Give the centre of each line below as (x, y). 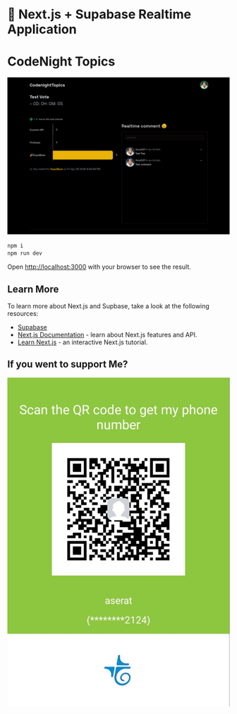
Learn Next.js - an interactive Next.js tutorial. (83, 342)
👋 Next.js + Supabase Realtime (99, 14)
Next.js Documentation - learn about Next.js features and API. (107, 335)
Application (42, 29)
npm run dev (25, 253)
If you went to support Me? (68, 364)
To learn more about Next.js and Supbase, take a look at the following (108, 306)
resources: (23, 314)
